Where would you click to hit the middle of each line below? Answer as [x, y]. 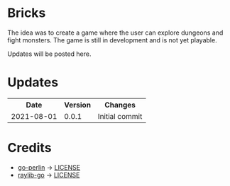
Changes [120, 105]
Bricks [27, 13]
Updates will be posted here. [49, 54]
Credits [29, 148]
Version [77, 105]
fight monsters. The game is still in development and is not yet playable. [113, 40]
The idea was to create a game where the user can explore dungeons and [115, 33]
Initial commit [120, 116]
